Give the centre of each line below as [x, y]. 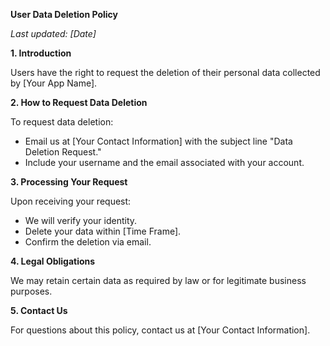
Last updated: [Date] [53, 33]
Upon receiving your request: [71, 201]
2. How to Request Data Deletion [79, 102]
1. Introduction [41, 53]
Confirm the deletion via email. [88, 242]
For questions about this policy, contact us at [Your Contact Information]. [160, 330]
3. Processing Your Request [69, 182]
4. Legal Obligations [53, 261]
